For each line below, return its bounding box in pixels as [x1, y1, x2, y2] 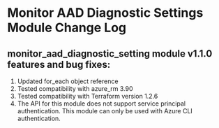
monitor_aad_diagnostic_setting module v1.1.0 [7, 48, 213, 59]
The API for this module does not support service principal [17, 99, 186, 108]
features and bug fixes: [7, 58, 111, 71]
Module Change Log [7, 20, 127, 36]
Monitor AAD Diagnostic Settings [7, 5, 204, 21]
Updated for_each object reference [17, 77, 119, 85]
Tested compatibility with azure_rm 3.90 [17, 85, 134, 92]
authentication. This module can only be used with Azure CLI [17, 107, 193, 115]
